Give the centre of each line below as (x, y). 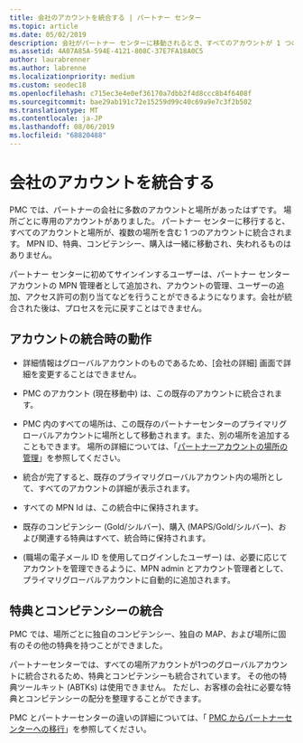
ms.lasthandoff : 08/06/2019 (62, 127)
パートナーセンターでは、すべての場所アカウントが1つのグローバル (133, 664)
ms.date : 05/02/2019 (48, 34)
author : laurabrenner (50, 60)
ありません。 (33, 255)
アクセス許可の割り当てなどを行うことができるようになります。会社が (155, 296)
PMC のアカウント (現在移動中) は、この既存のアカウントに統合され (148, 393)
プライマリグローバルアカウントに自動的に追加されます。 (129, 579)
